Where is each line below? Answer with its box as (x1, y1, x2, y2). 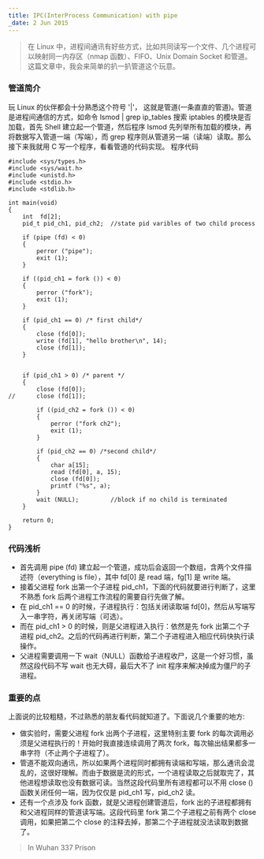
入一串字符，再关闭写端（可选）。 (19, 612, 128, 622)
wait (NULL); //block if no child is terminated (36, 495, 227, 503)
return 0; (22, 516, 55, 525)
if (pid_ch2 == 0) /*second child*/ (36, 447, 157, 455)
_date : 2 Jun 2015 (8, 19, 69, 27)
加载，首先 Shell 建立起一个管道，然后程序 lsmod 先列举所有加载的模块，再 (8, 121, 252, 131)
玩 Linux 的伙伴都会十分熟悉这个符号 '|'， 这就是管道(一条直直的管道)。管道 (8, 102, 252, 111)
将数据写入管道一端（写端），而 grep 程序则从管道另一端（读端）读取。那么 (8, 132, 252, 141)
